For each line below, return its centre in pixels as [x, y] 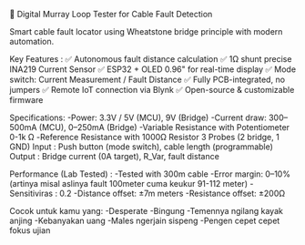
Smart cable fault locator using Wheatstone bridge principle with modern [146, 31]
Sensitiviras [31, 193]
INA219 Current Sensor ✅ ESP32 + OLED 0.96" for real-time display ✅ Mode [153, 69]
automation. [32, 41]
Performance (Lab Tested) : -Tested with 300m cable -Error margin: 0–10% [150, 174]
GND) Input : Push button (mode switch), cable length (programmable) [141, 147]
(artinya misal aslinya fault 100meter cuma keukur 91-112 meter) [129, 184]
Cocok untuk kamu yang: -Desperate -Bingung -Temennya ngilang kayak [147, 211]
